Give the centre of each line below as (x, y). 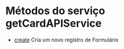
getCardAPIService (54, 23)
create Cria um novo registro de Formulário (66, 40)
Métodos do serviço (55, 11)
